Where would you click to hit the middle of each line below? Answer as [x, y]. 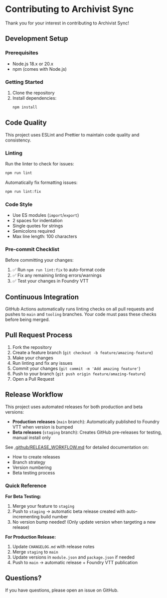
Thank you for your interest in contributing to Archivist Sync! [67, 23]
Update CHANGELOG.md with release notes [53, 546]
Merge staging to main [35, 552]
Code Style [19, 204]
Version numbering [32, 467]
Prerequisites [22, 53]
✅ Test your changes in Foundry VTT [50, 281]
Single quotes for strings [38, 226]
